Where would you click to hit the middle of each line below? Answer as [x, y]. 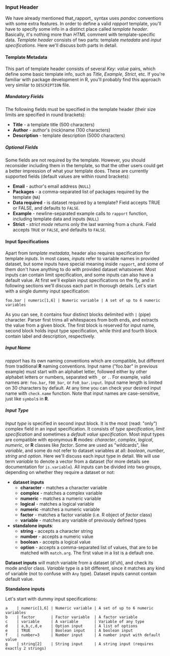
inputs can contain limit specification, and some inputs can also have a [79, 275]
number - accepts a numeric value [57, 536]
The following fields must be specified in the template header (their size [81, 109]
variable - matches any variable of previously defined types [83, 520]
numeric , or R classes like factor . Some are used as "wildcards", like [77, 445]
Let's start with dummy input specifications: [51, 599]
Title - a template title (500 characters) [54, 125]
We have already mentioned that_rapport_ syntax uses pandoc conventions [84, 18]
